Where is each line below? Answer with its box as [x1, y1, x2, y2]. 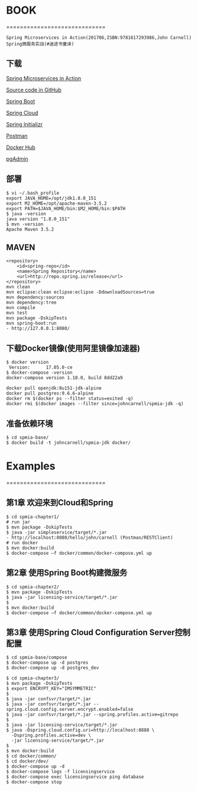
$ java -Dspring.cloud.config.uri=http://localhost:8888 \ [6, 728, 155, 733]
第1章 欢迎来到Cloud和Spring [6, 498, 114, 508]
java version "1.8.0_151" [6, 216, 70, 222]
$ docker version [6, 360, 49, 366]
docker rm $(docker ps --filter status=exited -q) [6, 396, 134, 402]
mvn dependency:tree [6, 300, 57, 306]
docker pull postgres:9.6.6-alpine [6, 390, 94, 396]
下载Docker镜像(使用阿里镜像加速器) [6, 343, 141, 353]
